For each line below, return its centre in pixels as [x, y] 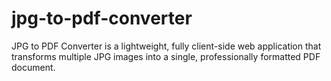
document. [33, 67]
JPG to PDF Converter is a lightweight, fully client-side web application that [166, 46]
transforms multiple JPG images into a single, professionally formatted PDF [166, 56]
